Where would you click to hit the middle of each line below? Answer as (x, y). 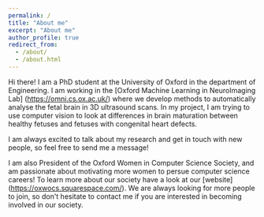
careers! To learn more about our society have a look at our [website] (121, 179)
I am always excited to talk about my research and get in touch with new (125, 139)
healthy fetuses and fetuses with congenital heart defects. (103, 124)
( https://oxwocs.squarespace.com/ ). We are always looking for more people (132, 188)
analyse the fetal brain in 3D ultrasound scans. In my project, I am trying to (129, 107)
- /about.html (38, 60)
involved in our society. (46, 204)
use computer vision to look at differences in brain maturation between (123, 115)
